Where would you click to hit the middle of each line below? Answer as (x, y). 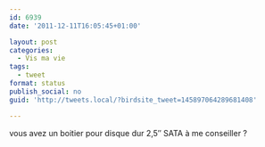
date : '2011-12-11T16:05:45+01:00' (75, 26)
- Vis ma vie (41, 59)
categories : (31, 50)
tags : (19, 67)
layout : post (33, 42)
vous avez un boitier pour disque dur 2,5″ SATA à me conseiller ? (128, 133)
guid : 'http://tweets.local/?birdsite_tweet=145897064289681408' (133, 100)
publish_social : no (46, 91)
